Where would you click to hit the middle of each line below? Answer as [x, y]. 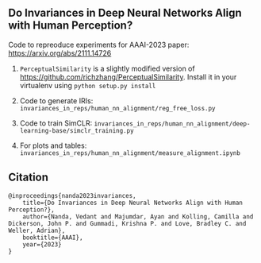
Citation [29, 178]
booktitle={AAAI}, [53, 238]
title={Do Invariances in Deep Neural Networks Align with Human [133, 203]
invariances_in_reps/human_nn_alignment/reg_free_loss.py [117, 108]
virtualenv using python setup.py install [88, 85]
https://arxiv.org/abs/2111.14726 [60, 53]
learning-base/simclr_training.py [77, 130]
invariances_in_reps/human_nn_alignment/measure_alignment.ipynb [130, 153]
